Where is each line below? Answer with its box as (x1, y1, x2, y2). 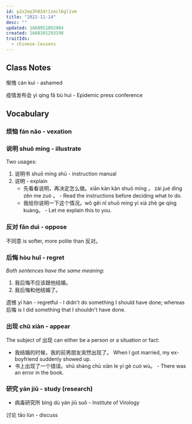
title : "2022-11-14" (6, 14, 57, 20)
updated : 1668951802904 (6, 25, 64, 31)
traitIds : (6, 36, 30, 42)
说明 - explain (14, 178, 48, 185)
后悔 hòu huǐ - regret (6, 253, 65, 261)
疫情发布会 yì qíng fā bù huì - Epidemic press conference (6, 91, 143, 98)
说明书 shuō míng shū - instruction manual (14, 170, 117, 177)
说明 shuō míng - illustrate (6, 144, 82, 153)
